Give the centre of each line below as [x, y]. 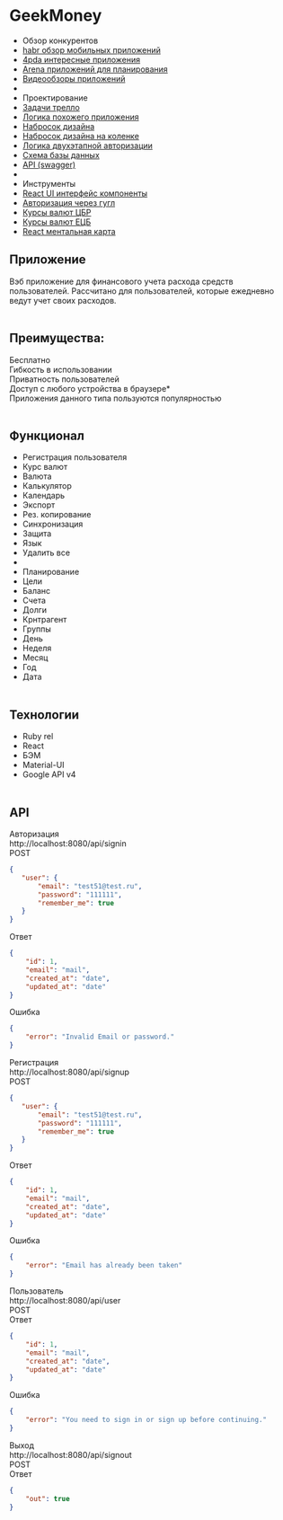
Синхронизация [53, 524]
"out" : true [48, 1498]
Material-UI [43, 765]
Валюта [37, 476]
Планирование [51, 572]
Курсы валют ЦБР [57, 212]
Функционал [47, 435]
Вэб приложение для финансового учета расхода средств [121, 281]
